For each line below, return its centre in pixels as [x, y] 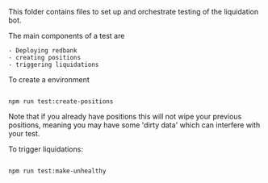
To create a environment [49, 79]
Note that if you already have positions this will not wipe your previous [125, 116]
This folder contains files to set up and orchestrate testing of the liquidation [134, 12]
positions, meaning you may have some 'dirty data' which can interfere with [134, 125]
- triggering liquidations [54, 64]
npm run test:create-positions [61, 102]
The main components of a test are [67, 36]
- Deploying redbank [43, 51]
